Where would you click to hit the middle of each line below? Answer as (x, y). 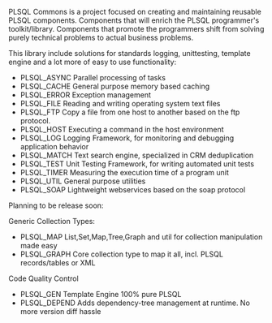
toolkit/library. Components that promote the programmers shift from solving (136, 29)
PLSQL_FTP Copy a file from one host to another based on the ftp (130, 112)
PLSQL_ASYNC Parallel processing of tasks (93, 78)
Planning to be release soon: (56, 205)
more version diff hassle (60, 311)
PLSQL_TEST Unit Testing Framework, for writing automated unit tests (137, 164)
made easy (39, 245)
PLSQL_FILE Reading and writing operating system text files (120, 103)
